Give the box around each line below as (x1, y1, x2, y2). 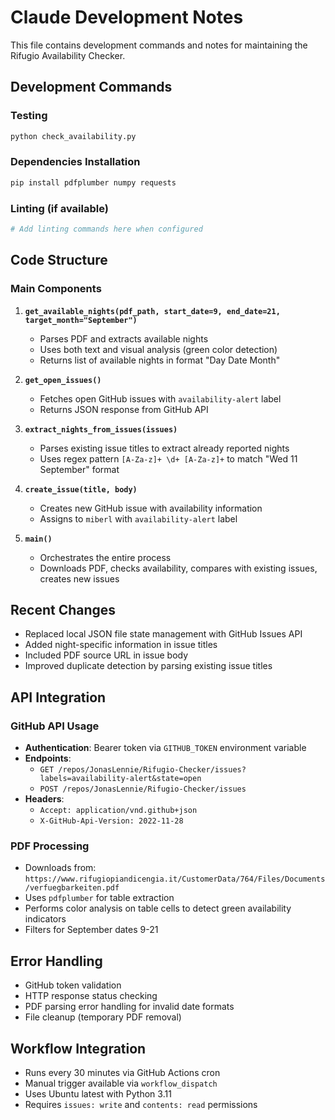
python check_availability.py (10, 131, 137, 141)
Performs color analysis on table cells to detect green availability (24, 902, 292, 915)
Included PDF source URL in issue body (24, 649, 189, 661)
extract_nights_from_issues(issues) (24, 424, 178, 435)
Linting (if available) (10, 201, 109, 215)
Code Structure (10, 252, 108, 269)
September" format (39, 463, 120, 475)
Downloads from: (24, 862, 97, 874)
